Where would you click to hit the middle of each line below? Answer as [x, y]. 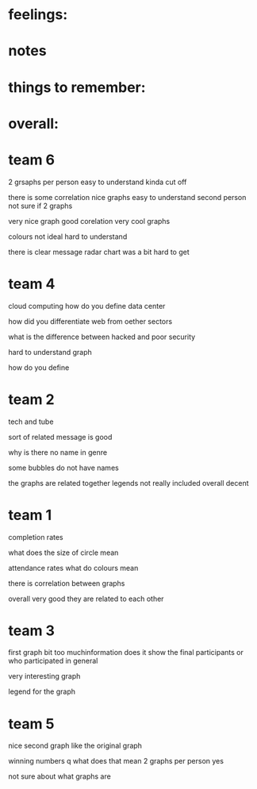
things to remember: [77, 87]
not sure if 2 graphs [40, 206]
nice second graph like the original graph [75, 746]
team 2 [32, 399]
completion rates [36, 537]
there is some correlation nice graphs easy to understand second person [127, 197]
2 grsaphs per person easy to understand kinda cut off [98, 182]
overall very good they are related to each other [86, 598]
